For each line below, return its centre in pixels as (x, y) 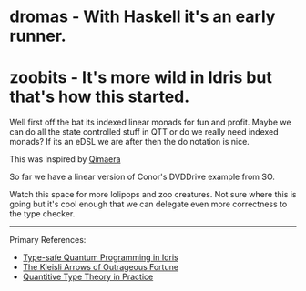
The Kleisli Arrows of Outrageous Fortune (101, 267)
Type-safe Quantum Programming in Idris (101, 257)
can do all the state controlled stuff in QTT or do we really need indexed (144, 132)
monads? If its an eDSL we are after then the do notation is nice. (130, 142)
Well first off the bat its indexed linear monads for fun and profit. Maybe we (150, 122)
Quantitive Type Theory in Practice (88, 277)
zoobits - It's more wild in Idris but (141, 78)
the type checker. (42, 214)
